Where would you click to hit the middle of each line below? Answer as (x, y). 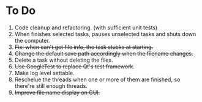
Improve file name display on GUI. (57, 92)
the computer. (32, 40)
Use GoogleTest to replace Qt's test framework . (75, 66)
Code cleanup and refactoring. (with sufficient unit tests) (86, 27)
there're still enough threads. (51, 86)
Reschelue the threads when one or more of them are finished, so (97, 79)
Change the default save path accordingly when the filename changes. (104, 53)
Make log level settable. (44, 73)
